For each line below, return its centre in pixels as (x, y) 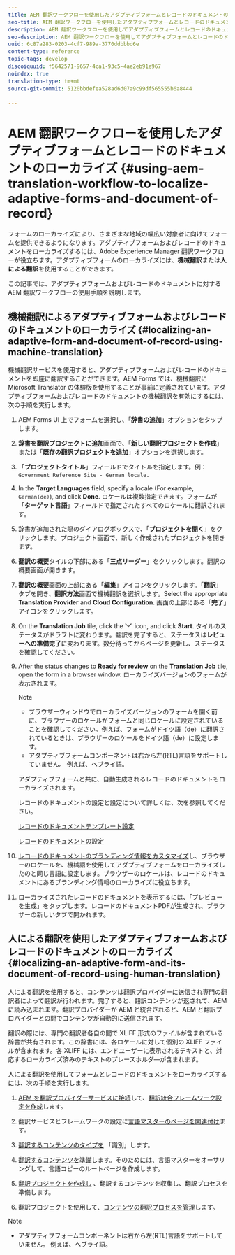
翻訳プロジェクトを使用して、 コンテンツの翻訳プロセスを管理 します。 (118, 1207)
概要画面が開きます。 (48, 570)
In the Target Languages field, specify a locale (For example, (106, 488)
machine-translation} (55, 352)
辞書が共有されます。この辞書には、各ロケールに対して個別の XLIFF (105, 1042)
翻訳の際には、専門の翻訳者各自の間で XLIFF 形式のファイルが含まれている (116, 1033)
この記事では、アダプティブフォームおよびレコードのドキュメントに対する (115, 284)
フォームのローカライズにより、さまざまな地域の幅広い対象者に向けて (108, 234)
